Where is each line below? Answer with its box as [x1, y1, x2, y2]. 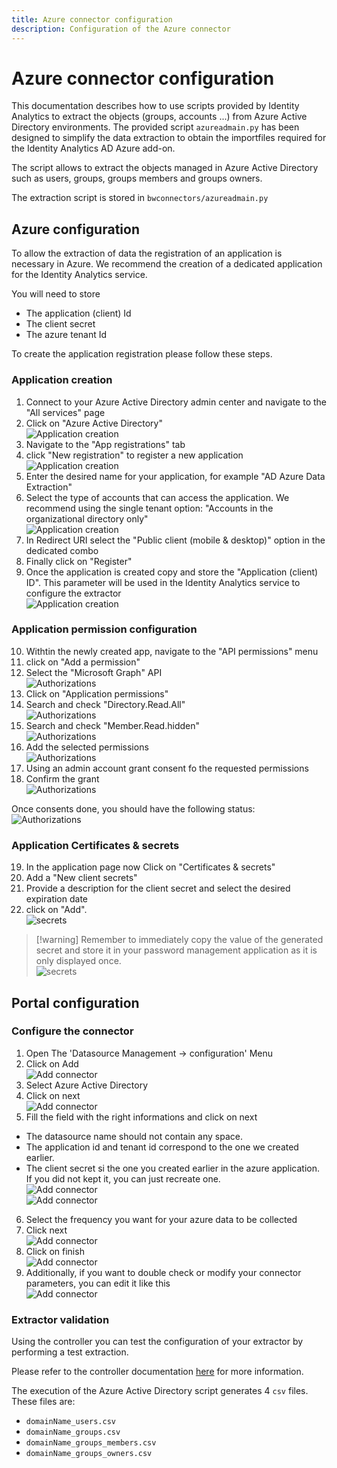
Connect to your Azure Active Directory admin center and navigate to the [25, 396, 328, 408]
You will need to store [11, 288, 101, 300]
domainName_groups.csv [25, 1427, 121, 1438]
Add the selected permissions [25, 741, 149, 753]
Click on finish [25, 1245, 85, 1257]
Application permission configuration [11, 622, 198, 636]
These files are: [11, 1396, 76, 1408]
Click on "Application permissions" [25, 687, 169, 700]
